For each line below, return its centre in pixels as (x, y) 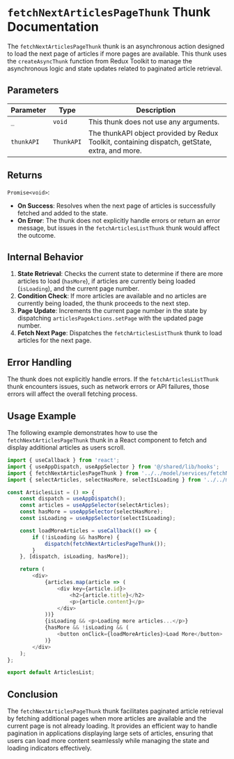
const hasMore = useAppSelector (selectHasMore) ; (92, 512)
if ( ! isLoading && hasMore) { (76, 537)
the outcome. (36, 235)
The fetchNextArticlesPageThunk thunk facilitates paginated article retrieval (116, 711)
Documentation (53, 27)
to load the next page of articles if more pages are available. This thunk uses (117, 54)
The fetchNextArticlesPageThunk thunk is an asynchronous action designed (116, 46)
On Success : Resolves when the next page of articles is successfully (116, 206)
